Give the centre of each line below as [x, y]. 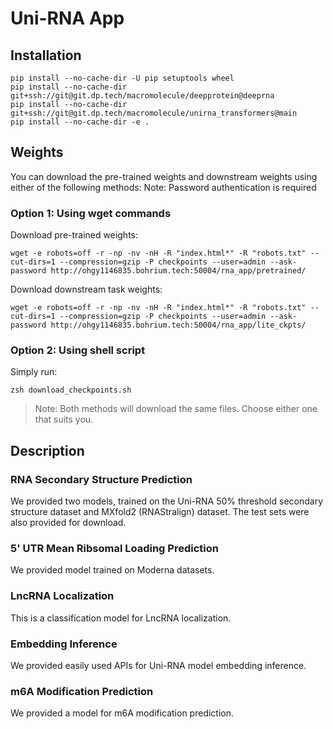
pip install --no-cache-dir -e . [80, 122]
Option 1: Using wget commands [91, 213]
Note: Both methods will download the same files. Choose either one [176, 409]
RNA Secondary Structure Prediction [101, 479]
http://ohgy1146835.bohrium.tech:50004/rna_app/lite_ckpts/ [178, 325]
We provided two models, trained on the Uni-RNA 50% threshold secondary [167, 501]
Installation [46, 55]
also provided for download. [68, 523]
